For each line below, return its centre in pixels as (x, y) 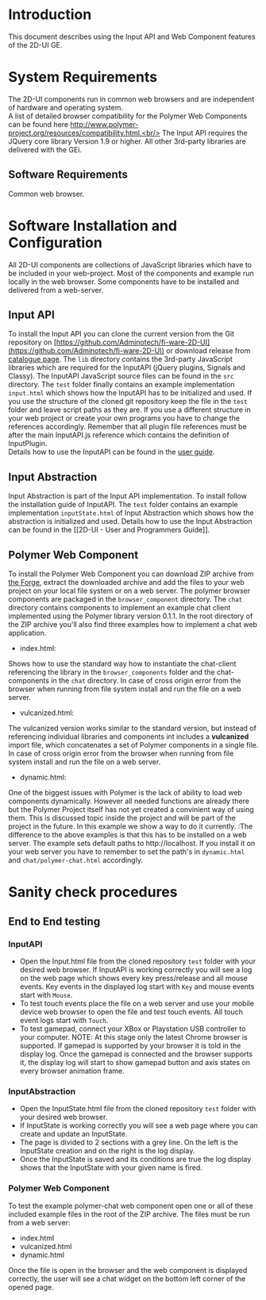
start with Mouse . (46, 994)
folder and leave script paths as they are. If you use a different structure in (130, 410)
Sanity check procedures (93, 892)
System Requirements (83, 77)
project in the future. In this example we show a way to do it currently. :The (131, 826)
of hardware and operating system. (66, 107)
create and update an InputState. (73, 1134)
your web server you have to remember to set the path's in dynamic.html (127, 852)
